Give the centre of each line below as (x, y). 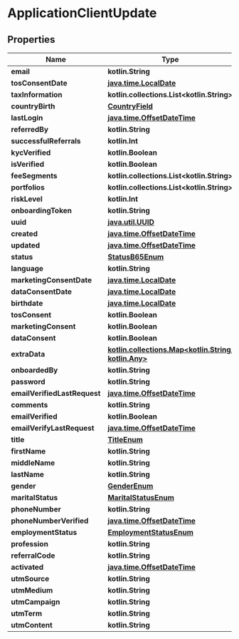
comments (30, 405)
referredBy (30, 129)
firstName (28, 451)
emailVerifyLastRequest (53, 428)
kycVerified (31, 153)
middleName (33, 463)
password (28, 382)
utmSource (30, 579)
